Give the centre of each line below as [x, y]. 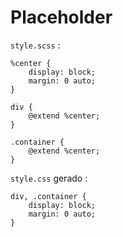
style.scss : [35, 45]
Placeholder [61, 17]
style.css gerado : [49, 178]
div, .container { [48, 196]
